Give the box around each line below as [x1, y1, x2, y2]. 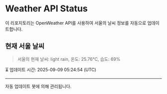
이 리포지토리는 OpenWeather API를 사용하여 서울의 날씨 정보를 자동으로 [5, 20, 147, 26]
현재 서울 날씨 [5, 42, 45, 50]
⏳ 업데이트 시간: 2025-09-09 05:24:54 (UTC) [5, 66, 96, 72]
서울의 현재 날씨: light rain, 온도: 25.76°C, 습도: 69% [17, 56, 121, 62]
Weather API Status [5, 3, 88, 14]
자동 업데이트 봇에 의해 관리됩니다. [5, 83, 72, 89]
